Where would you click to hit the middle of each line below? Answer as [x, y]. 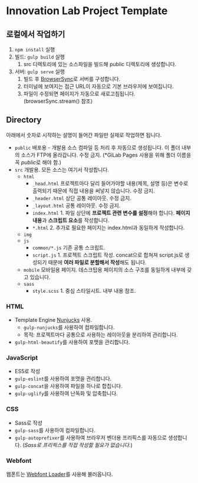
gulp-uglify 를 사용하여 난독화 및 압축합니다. [66, 393]
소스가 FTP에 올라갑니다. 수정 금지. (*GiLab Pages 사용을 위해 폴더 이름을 [106, 155]
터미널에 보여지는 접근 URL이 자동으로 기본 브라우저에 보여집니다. [98, 86]
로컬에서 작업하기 [36, 34]
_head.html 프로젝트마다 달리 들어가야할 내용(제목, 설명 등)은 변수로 [110, 183]
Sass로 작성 [28, 423]
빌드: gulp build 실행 [39, 57]
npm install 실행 [35, 49]
